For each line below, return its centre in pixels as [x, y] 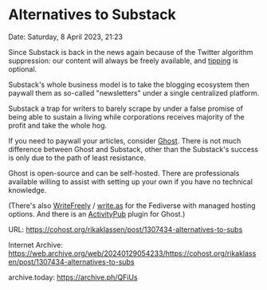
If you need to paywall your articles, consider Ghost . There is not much [125, 140]
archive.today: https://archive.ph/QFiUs [73, 277]
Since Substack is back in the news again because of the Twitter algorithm [131, 52]
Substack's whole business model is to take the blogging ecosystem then [129, 84]
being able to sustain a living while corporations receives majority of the [126, 116]
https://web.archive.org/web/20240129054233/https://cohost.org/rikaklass [132, 253]
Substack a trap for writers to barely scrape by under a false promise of [126, 108]
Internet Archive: [36, 245]
